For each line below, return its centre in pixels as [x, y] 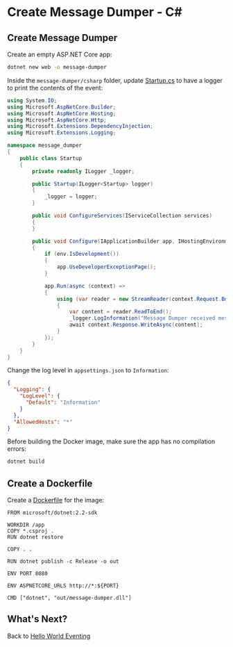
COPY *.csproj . [31, 531]
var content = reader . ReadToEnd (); [120, 312]
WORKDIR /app [26, 525]
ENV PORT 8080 [28, 574]
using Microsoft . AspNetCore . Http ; [57, 120]
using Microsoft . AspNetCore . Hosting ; [62, 113]
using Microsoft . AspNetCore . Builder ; [62, 107]
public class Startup [51, 158]
